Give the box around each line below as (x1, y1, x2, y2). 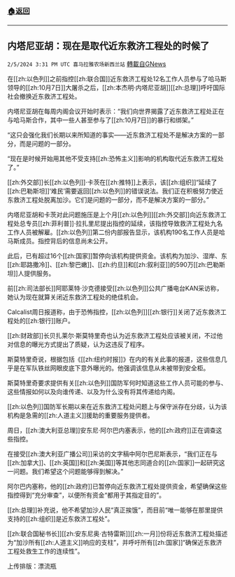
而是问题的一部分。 (19, 140, 75, 148)
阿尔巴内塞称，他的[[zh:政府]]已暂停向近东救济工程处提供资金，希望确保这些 (7, 482, 227, 491)
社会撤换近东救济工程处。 (7, 93, 81, 101)
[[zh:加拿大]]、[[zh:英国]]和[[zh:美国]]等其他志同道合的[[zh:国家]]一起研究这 (7, 459, 225, 467)
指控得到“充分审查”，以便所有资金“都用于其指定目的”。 (7, 491, 166, 499)
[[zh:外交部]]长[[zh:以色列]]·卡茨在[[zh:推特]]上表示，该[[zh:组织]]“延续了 (7, 178, 218, 186)
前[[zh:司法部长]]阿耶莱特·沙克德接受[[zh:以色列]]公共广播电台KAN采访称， (7, 284, 223, 292)
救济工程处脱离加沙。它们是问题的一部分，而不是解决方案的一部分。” (13, 196, 210, 204)
